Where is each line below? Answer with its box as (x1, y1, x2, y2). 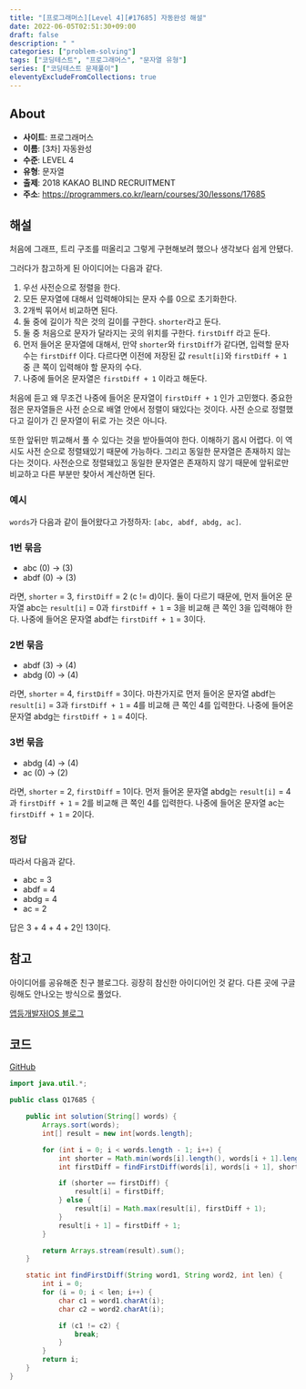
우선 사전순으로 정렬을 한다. (22, 282, 121, 293)
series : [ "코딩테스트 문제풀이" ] (9, 65, 119, 74)
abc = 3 (22, 874, 53, 885)
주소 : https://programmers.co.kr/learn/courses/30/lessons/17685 (22, 188, 266, 199)
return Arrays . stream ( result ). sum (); (42, 1246, 185, 1255)
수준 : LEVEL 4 (22, 154, 75, 165)
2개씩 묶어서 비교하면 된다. (22, 305, 118, 316)
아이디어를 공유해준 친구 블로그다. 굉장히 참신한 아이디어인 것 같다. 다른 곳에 (9, 977, 280, 988)
